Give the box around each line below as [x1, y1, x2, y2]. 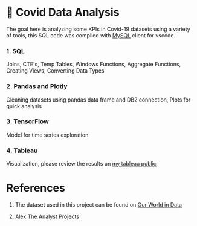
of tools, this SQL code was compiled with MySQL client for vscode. [6, 31, 176, 39]
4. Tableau [6, 146, 38, 155]
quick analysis [6, 102, 42, 109]
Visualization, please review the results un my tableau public [6, 160, 157, 167]
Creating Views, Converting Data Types [6, 67, 105, 74]
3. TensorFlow [6, 117, 50, 126]
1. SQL [6, 47, 25, 55]
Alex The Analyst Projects [15, 213, 80, 220]
